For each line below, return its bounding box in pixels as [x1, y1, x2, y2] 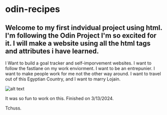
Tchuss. [5, 105, 22, 111]
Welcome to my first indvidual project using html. [5, 23, 162, 32]
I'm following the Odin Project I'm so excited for [5, 31, 157, 39]
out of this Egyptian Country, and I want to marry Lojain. [5, 76, 121, 82]
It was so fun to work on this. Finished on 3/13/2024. [5, 95, 114, 101]
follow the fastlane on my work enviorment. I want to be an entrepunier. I [5, 65, 155, 71]
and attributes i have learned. [5, 46, 99, 55]
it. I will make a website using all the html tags [5, 39, 151, 47]
